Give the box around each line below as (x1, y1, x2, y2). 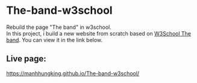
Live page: (6, 54, 46, 64)
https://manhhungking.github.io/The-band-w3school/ (6, 70, 140, 77)
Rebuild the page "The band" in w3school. (6, 23, 111, 31)
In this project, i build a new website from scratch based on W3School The (6, 29, 192, 37)
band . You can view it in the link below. (6, 36, 103, 43)
